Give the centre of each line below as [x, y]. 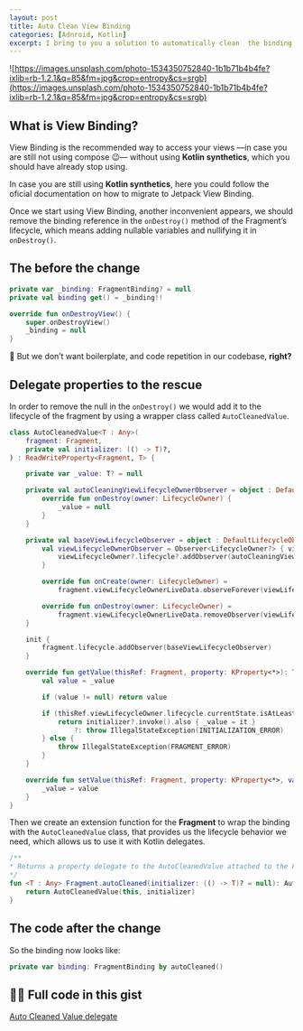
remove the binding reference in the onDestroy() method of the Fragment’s [148, 221]
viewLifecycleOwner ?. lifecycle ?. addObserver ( [144, 557]
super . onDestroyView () [68, 322]
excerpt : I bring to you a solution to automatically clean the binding [151, 43]
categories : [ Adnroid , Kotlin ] [68, 34]
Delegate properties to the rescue [106, 385]
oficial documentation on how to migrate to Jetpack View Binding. [132, 194]
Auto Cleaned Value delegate [64, 1017]
